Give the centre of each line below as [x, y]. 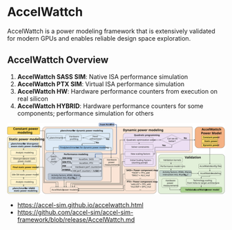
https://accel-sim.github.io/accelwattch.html [80, 205]
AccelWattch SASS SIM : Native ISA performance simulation [103, 76]
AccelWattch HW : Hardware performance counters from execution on [117, 91]
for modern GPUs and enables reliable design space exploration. [99, 38]
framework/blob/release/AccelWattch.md [76, 220]
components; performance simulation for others [85, 113]
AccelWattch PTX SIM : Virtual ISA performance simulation [101, 84]
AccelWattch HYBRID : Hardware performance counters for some [110, 106]
